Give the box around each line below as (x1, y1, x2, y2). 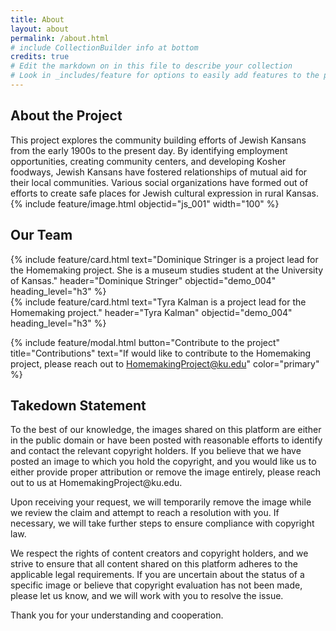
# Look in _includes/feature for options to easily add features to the (10, 71, 320, 81)
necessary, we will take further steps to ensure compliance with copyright (10, 517, 315, 530)
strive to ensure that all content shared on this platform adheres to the (10, 558, 298, 570)
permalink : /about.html (10, 33, 110, 43)
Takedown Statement (10, 397, 147, 414)
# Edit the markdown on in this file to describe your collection (10, 61, 293, 71)
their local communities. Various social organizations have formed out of (10, 176, 309, 188)
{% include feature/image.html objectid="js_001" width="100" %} (10, 197, 280, 210)
